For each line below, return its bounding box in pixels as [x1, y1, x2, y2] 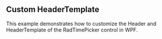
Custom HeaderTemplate [6, 5, 100, 15]
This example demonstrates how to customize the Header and [6, 20, 157, 27]
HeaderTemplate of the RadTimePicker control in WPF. [6, 26, 138, 33]
